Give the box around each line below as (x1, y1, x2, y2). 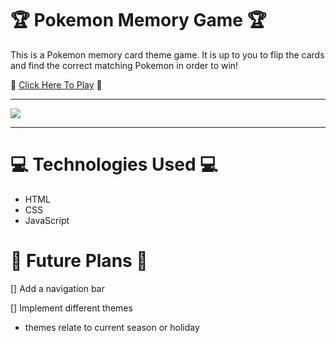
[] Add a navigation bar (10, 282, 105, 294)
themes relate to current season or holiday (24, 321, 200, 333)
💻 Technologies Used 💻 (10, 153, 218, 176)
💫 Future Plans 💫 (10, 250, 148, 272)
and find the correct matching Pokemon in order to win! (10, 59, 239, 71)
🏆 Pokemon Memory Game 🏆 (10, 9, 267, 32)
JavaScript (24, 214, 70, 226)
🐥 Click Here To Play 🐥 (10, 78, 103, 91)
